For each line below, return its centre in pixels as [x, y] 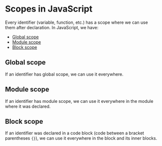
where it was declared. [28, 106]
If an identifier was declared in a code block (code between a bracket [75, 133]
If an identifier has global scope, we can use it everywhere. [64, 74]
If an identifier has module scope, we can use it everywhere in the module [79, 101]
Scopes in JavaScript [49, 9]
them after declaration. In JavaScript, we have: [52, 27]
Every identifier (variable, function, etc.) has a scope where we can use [77, 22]
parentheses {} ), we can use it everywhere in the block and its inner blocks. [81, 138]
